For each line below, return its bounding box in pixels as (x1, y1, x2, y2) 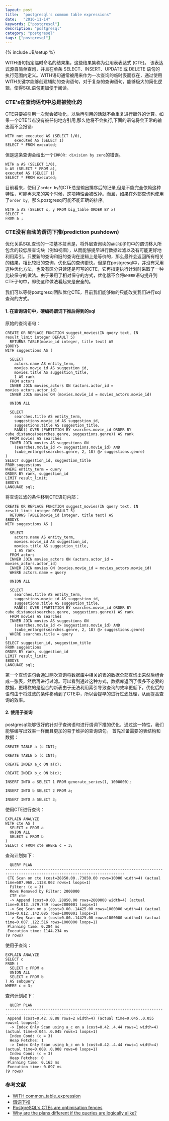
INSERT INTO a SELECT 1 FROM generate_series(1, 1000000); (5, 779, 132, 784)
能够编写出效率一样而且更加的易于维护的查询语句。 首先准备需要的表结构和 (5, 728, 161, 734)
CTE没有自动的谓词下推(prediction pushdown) (5, 228, 119, 235)
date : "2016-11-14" (5, 17, 51, 22)
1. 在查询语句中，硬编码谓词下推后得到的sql (5, 308, 96, 314)
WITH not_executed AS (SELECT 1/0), (5, 134, 82, 139)
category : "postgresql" (5, 31, 55, 36)
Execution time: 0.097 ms (7, 1064, 62, 1069)
